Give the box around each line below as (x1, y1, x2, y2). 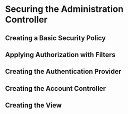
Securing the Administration (5, 3, 124, 15)
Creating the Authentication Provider (5, 67, 122, 76)
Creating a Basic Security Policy (5, 34, 106, 42)
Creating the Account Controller (5, 84, 106, 93)
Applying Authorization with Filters (5, 51, 116, 59)
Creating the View (5, 101, 62, 110)
